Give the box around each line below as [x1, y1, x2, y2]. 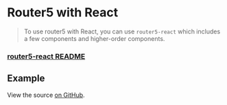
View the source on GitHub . [7, 91, 85, 99]
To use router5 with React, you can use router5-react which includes [23, 27, 221, 35]
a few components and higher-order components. [23, 34, 165, 42]
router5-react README [7, 51, 86, 61]
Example [7, 73, 45, 85]
